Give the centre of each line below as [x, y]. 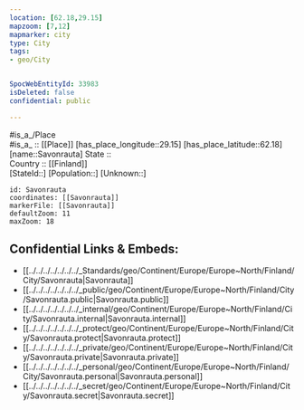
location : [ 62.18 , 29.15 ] [56, 18]
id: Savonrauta [38, 190]
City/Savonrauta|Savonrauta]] [78, 281]
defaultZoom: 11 [40, 214]
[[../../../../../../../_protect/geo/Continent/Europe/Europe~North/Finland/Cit [158, 329]
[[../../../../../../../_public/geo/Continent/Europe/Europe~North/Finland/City [158, 290]
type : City [30, 43]
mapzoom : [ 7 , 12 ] [40, 26]
